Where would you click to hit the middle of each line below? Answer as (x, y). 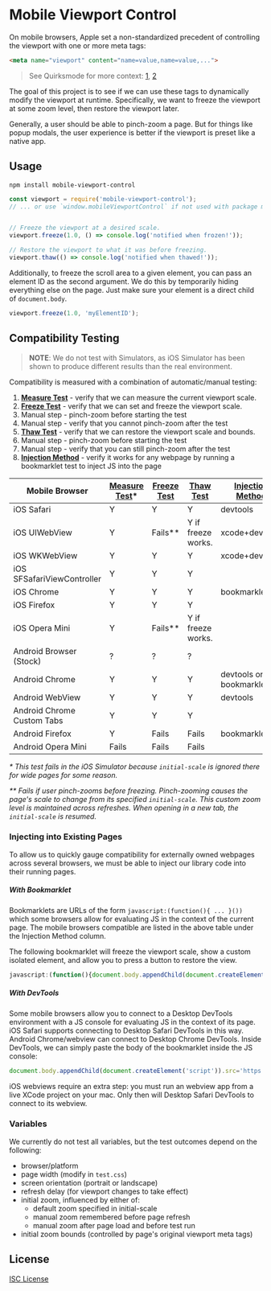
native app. (28, 141)
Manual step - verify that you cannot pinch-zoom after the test (124, 423)
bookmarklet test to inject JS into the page (91, 466)
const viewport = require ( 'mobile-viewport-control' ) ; (103, 199)
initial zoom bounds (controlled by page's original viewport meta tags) (137, 1234)
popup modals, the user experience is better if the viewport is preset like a (132, 132)
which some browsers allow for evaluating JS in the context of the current (131, 919)
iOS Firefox (34, 605)
